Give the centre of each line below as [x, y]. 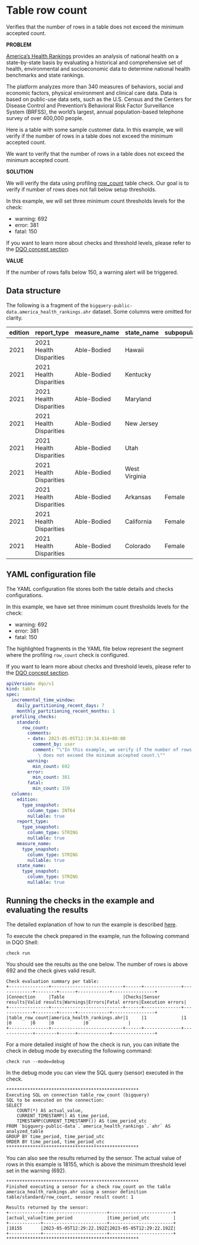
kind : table [21, 689]
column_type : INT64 [52, 810]
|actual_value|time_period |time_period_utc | [91, 1218]
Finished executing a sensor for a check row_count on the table [88, 1186]
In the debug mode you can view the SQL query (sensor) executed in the [95, 1072]
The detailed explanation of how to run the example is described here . [92, 924]
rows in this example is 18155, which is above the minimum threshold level [96, 1164]
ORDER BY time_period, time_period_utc [55, 1142]
